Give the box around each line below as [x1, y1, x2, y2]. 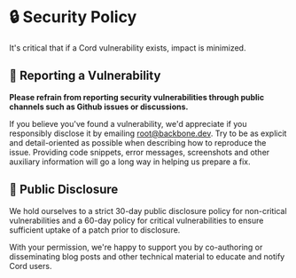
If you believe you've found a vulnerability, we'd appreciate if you [9, 118, 247, 129]
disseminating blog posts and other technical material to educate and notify [9, 250, 285, 262]
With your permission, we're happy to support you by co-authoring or [9, 242, 263, 252]
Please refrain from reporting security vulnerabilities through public [9, 91, 264, 102]
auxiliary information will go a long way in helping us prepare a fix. [9, 156, 251, 167]
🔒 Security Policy [9, 7, 137, 28]
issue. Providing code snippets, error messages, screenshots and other [9, 147, 270, 157]
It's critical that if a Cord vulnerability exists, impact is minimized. [9, 42, 246, 53]
